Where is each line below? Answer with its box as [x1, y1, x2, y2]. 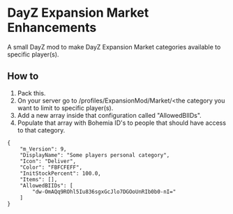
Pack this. [17, 89, 46, 97]
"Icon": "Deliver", [20, 158, 77, 165]
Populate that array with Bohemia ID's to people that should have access [17, 119, 227, 127]
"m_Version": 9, [20, 145, 68, 153]
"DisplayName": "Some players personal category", [20, 151, 170, 158]
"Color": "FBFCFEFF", [20, 164, 82, 171]
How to [7, 70, 39, 82]
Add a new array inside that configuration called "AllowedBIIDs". [17, 111, 202, 119]
